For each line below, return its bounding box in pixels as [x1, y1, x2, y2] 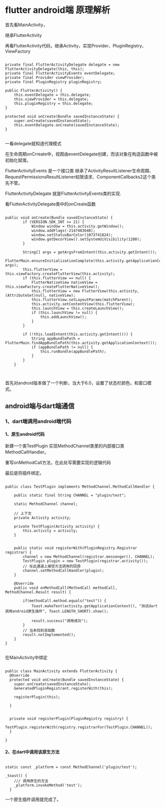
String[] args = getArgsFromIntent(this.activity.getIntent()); [23, 250, 157, 255]
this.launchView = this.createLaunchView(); [31, 306, 124, 311]
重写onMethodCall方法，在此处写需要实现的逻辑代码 [5, 460, 111, 465]
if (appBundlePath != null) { [31, 345, 93, 349]
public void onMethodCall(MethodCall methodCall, [14, 585, 118, 590]
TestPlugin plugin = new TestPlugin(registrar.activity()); [23, 559, 148, 564]
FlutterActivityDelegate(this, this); [5, 66, 84, 72]
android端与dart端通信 [5, 402, 75, 410]
